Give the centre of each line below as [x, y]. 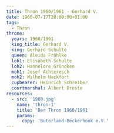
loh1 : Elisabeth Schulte [42, 61]
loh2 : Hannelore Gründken [43, 66]
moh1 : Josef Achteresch [40, 72]
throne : [16, 34]
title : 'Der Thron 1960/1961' [54, 110]
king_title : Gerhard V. [40, 45]
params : [26, 115]
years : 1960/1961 [33, 39]
